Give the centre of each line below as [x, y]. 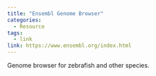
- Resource [29, 26]
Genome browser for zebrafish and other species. [78, 65]
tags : [15, 33]
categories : [24, 20]
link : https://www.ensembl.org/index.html [69, 46]
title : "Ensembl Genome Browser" [55, 13]
